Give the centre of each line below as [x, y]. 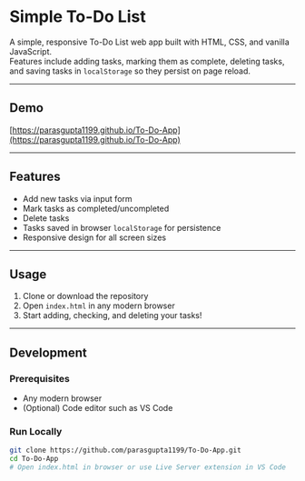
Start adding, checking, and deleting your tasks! [112, 316]
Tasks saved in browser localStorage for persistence [122, 227]
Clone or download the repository [85, 296]
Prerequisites [39, 378]
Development [49, 352]
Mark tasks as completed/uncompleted [96, 208]
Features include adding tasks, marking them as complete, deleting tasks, [147, 61]
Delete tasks [46, 218]
